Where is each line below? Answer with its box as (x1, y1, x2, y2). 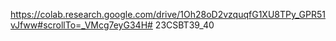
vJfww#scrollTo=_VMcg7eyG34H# (10, 19, 153, 31)
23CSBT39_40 (154, 19, 215, 31)
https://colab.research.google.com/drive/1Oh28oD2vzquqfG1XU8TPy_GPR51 (10, 9, 326, 20)
